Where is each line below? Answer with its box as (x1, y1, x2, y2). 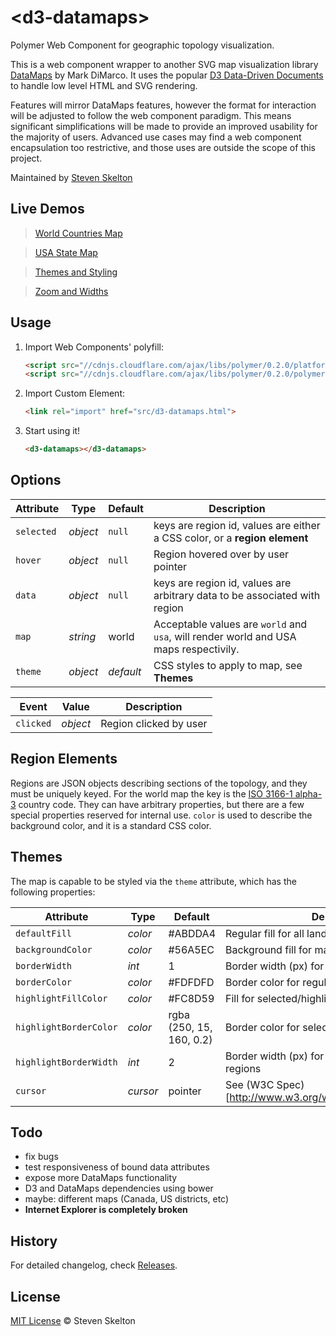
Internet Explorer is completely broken (24, 1204, 188, 1216)
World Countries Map (34, 227, 123, 239)
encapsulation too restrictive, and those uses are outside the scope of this (10, 141, 317, 153)
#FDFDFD (168, 975, 215, 989)
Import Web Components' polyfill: (24, 341, 164, 353)
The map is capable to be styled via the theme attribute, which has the (10, 875, 297, 887)
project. (10, 152, 43, 164)
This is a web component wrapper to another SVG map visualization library (10, 58, 319, 70)
